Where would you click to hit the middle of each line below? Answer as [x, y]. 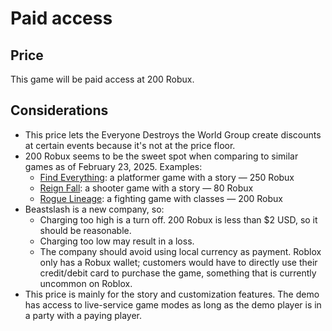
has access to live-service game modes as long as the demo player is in [173, 304]
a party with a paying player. [83, 315]
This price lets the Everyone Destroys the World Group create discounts [173, 134]
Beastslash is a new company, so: [94, 209]
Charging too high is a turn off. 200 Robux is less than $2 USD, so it [178, 219]
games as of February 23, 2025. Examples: [113, 166]
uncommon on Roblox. [86, 283]
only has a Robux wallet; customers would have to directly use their [178, 262]
